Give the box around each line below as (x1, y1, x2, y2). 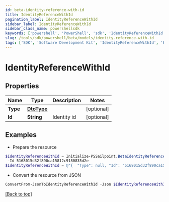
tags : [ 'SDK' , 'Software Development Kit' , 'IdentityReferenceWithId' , (5, 40, 158, 45)
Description (52, 97, 81, 104)
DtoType (27, 105, 48, 112)
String (27, 113, 42, 120)
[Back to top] (5, 191, 32, 197)
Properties (5, 82, 39, 91)
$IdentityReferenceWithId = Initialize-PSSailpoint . (5, 154, 118, 159)
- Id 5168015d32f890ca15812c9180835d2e (7, 158, 89, 164)
